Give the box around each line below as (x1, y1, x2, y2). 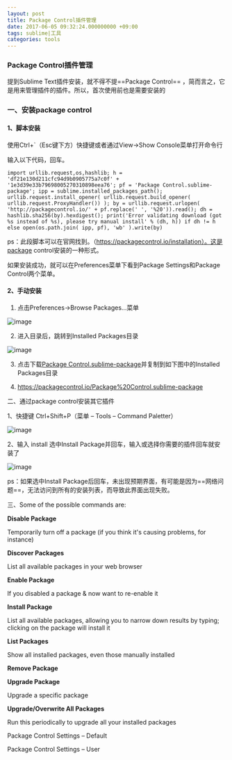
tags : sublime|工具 (7, 29, 62, 37)
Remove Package (7, 664, 58, 672)
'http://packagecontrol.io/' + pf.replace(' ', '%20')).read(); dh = (7, 206, 213, 213)
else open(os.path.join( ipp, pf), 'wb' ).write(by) (7, 224, 163, 231)
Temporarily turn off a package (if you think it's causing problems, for (7, 528, 206, 536)
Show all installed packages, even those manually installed (7, 650, 175, 658)
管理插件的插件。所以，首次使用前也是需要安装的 (25, 86, 165, 95)
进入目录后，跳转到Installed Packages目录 (17, 331, 139, 340)
